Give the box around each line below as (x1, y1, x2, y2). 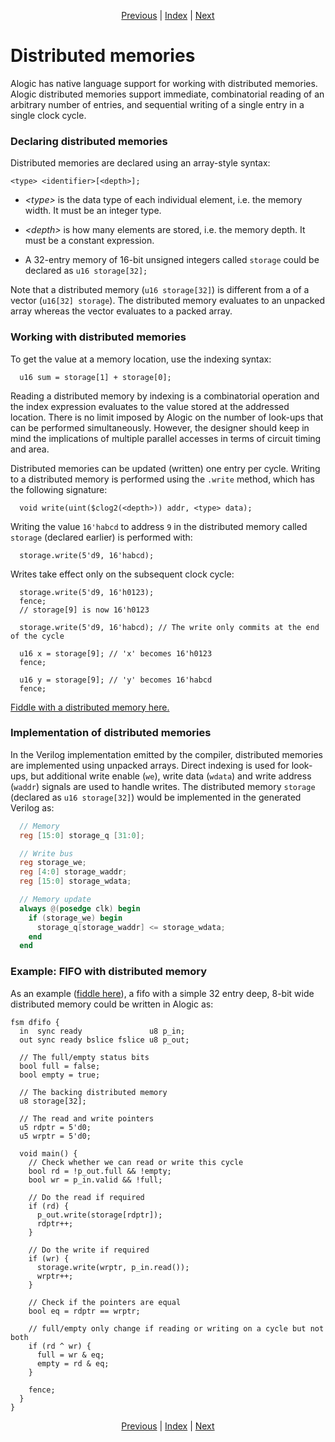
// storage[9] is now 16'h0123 (19, 605, 150, 615)
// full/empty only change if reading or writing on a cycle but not (28, 1323, 325, 1334)
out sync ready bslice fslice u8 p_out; (19, 1035, 190, 1045)
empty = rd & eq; (36, 1358, 110, 1369)
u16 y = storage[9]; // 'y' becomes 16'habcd (19, 675, 213, 685)
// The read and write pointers (19, 1113, 155, 1124)
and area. (10, 443, 50, 455)
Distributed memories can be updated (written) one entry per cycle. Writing (10, 462, 321, 474)
